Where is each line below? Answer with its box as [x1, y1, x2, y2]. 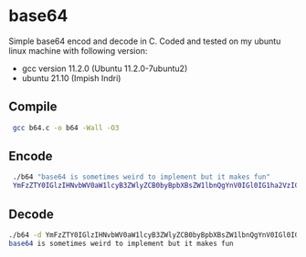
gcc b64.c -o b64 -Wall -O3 [12, 123, 120, 132]
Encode [8, 149, 53, 164]
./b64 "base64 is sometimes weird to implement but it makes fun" [12, 172, 271, 182]
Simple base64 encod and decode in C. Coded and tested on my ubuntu [8, 36, 281, 46]
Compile [8, 99, 58, 115]
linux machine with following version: [8, 45, 148, 56]
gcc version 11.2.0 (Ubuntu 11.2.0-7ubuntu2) [21, 63, 188, 74]
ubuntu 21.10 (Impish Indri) [21, 72, 121, 83]
